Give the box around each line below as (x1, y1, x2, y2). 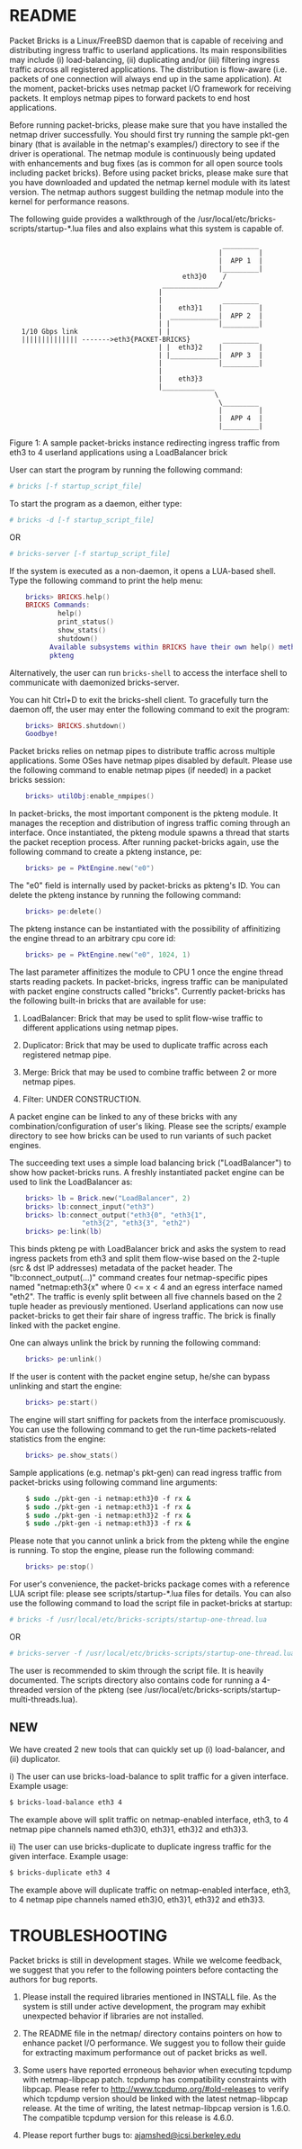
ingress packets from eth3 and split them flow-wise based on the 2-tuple (9, 1253, 280, 1264)
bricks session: (9, 775, 66, 786)
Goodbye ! (25, 730, 58, 739)
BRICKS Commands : (25, 600, 91, 610)
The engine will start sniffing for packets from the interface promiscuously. (9, 1414, 286, 1425)
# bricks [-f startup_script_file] (9, 481, 143, 490)
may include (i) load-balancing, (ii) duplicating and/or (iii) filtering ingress (9, 54, 280, 65)
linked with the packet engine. (9, 1320, 121, 1331)
